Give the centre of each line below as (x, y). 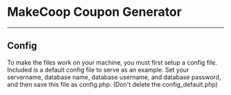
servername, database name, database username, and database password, (114, 77)
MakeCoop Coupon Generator (95, 12)
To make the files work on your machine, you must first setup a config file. (112, 62)
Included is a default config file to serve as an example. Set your (98, 70)
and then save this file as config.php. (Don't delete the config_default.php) (112, 84)
